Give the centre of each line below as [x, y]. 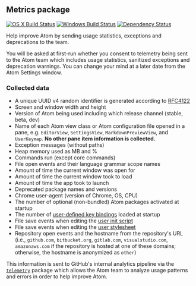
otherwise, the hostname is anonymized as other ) [75, 253]
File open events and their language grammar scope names [87, 164]
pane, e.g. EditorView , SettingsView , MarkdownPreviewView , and [91, 133]
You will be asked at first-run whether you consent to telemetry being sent [97, 54]
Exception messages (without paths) [59, 145]
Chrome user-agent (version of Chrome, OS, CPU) [76, 196]
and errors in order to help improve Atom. [57, 276]
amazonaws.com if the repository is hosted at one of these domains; [95, 246]
